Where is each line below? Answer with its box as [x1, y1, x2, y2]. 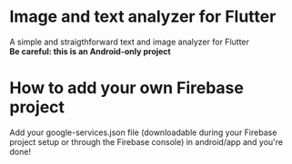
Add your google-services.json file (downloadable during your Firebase [9, 127, 277, 138]
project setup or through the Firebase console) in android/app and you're [9, 136, 284, 147]
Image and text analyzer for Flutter [9, 6, 277, 27]
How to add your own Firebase [9, 78, 244, 99]
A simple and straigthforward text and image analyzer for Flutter [9, 36, 250, 47]
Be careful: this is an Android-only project [9, 45, 171, 56]
